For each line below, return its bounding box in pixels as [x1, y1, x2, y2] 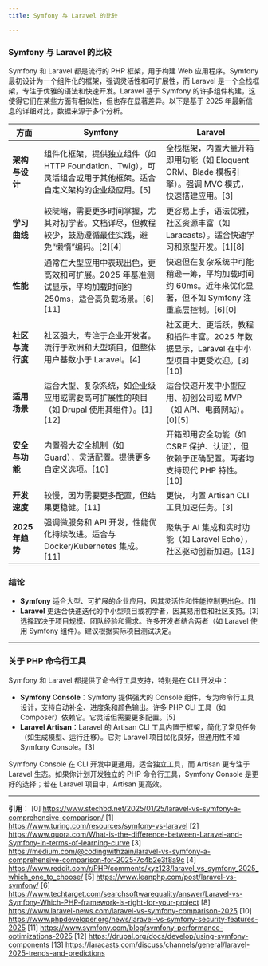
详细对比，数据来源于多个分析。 [22, 105, 128, 116]
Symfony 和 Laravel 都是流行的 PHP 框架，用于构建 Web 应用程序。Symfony [8, 65, 259, 76]
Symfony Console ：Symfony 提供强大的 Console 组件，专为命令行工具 [19, 692, 254, 702]
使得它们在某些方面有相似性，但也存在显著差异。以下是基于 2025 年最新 [8, 96, 246, 105]
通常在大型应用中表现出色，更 [43, 257, 156, 268]
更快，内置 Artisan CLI [166, 489, 250, 501]
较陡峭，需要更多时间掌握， [43, 205, 148, 216]
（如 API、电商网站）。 [166, 404, 249, 415]
